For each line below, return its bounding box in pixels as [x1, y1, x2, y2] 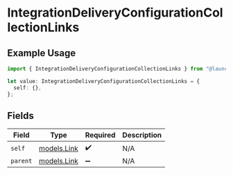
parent [10, 157, 33, 165]
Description [122, 130, 162, 140]
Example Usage [7, 47, 76, 59]
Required [85, 130, 116, 140]
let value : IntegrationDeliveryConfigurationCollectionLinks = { [7, 77, 200, 84]
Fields [7, 109, 35, 122]
